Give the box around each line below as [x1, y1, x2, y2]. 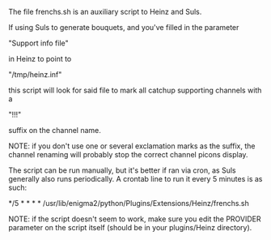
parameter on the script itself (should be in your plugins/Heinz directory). [8, 223, 252, 232]
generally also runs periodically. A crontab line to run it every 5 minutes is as [8, 174, 263, 183]
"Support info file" [8, 38, 69, 48]
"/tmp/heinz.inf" [8, 70, 62, 79]
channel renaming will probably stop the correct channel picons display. [8, 150, 248, 159]
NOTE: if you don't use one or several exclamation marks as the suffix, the [8, 141, 256, 151]
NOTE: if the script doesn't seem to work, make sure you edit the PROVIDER [8, 214, 261, 224]
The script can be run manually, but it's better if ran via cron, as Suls [8, 165, 236, 175]
